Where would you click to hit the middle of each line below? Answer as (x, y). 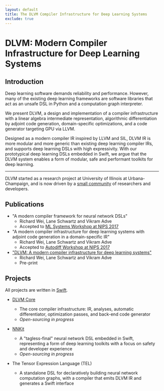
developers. (17, 189)
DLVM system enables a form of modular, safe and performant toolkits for (79, 159)
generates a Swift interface (47, 383)
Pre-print (29, 263)
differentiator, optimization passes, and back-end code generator (85, 314)
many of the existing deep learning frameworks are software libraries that (79, 99)
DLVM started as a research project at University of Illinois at (66, 179)
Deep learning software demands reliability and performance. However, (77, 93)
